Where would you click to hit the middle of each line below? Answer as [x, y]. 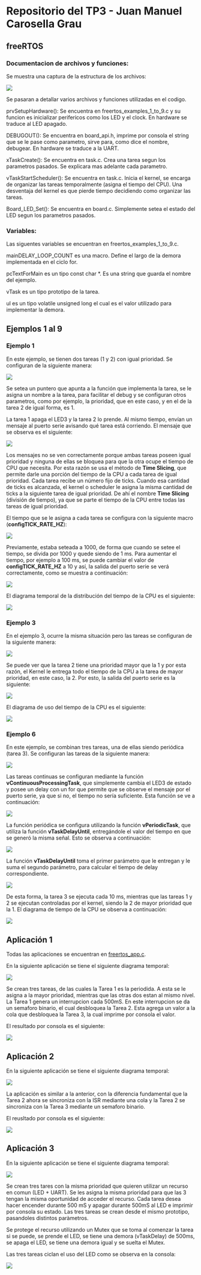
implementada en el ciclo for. [42, 262]
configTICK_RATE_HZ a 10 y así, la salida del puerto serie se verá [88, 566]
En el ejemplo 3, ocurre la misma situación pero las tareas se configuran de [99, 636]
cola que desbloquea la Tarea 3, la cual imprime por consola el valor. [91, 1015]
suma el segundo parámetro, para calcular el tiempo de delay [82, 867]
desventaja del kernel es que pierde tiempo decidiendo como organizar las [98, 190]
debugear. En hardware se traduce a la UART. [63, 148]
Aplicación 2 [30, 1056]
